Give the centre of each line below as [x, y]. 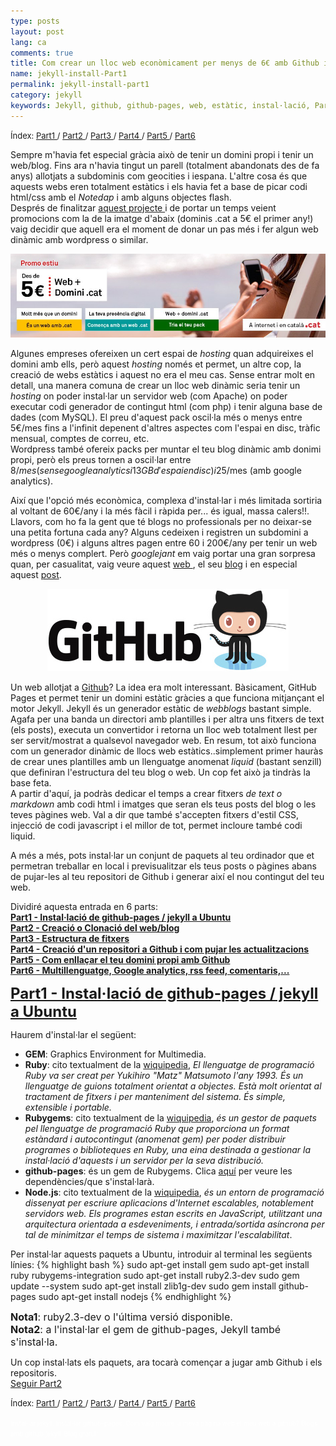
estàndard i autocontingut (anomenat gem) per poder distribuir [155, 1139]
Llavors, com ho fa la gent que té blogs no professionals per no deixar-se [161, 521]
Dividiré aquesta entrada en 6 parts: [84, 906]
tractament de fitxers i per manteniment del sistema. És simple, [155, 1096]
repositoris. [34, 1372]
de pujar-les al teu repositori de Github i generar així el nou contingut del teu [167, 876]
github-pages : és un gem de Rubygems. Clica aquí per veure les [158, 1171]
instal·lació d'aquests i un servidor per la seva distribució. [144, 1160]
